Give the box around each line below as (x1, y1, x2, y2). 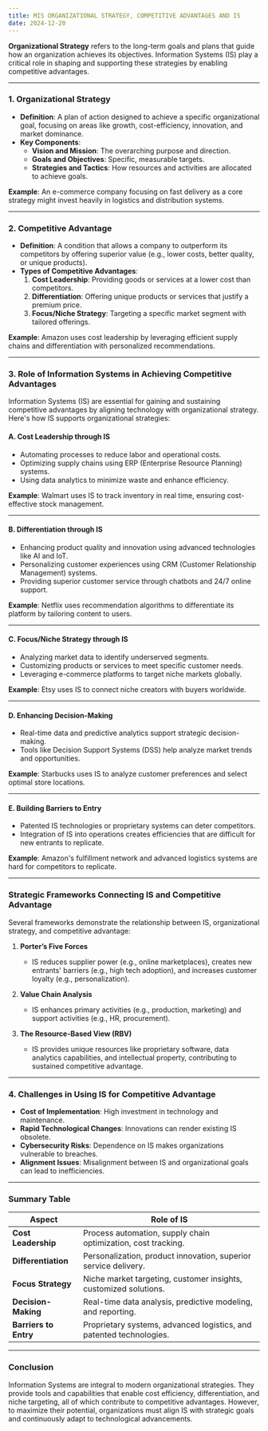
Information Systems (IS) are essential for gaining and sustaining (8, 397, 221, 406)
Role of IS (151, 1214, 188, 1225)
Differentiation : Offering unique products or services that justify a (31, 292, 249, 302)
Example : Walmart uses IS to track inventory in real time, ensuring (8, 490, 226, 500)
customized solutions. (82, 1283, 165, 1295)
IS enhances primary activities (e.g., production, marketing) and (31, 1005, 242, 1014)
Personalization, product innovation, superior (82, 1251, 251, 1262)
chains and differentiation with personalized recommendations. (8, 341, 215, 351)
